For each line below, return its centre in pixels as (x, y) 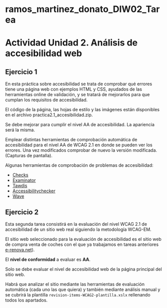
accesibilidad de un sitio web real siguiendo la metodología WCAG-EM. (78, 229)
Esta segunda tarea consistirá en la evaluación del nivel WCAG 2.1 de (76, 224)
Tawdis (20, 186)
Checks (20, 175)
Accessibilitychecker (34, 191)
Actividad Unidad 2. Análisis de (71, 43)
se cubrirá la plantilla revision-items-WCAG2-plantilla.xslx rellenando (78, 295)
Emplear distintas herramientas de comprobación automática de (71, 140)
